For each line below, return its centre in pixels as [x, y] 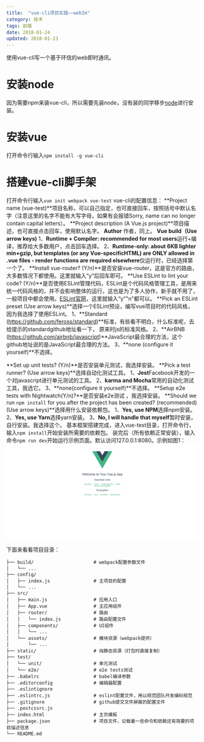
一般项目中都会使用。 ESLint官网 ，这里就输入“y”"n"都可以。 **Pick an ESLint [102, 298]
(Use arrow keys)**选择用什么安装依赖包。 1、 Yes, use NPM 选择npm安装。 [101, 410]
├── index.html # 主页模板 [62, 714]
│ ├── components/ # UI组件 [60, 626]
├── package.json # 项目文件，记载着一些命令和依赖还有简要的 [98, 721]
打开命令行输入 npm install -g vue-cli [55, 155]
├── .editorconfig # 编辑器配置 [64, 683]
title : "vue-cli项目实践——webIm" [48, 13]
